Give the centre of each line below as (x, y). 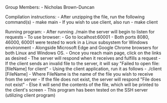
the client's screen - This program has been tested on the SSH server (77, 90)
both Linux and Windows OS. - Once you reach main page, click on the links (83, 53)
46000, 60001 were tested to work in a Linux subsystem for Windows (77, 42)
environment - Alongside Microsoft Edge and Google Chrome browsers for (82, 48)
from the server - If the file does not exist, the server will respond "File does (83, 79)
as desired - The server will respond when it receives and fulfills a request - (83, 58)
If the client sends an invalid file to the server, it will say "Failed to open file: (83, 63)
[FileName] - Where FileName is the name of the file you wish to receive (79, 74)
